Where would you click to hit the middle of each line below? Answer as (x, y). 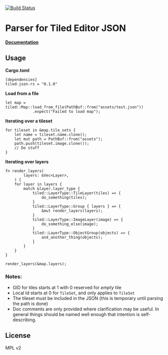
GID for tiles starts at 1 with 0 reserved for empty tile (67, 288)
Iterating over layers (27, 161)
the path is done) (30, 304)
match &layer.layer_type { (52, 189)
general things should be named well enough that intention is (76, 315)
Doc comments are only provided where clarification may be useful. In (86, 309)
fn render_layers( (25, 171)
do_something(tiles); (64, 197)
